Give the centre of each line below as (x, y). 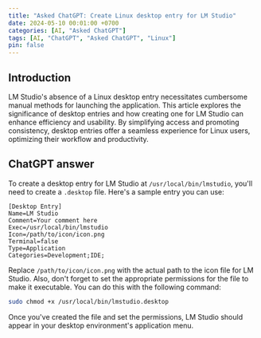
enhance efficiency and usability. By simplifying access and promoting (124, 122)
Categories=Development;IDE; (56, 255)
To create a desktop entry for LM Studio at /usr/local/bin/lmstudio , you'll (130, 183)
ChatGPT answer (51, 164)
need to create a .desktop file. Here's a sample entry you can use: (116, 191)
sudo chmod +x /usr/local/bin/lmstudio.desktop (89, 301)
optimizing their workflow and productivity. (78, 139)
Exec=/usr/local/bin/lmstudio (58, 227)
